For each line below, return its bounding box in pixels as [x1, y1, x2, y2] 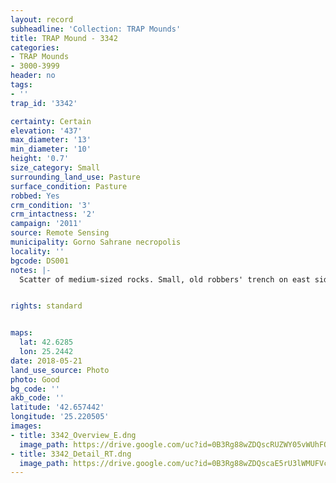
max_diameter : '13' [10, 135, 92, 145]
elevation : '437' [10, 126, 83, 136]
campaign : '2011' [10, 219, 83, 229]
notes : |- [10, 265, 52, 275]
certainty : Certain [10, 116, 92, 126]
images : [10, 421, 43, 431]
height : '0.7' [10, 154, 70, 164]
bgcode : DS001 [10, 256, 70, 266]
